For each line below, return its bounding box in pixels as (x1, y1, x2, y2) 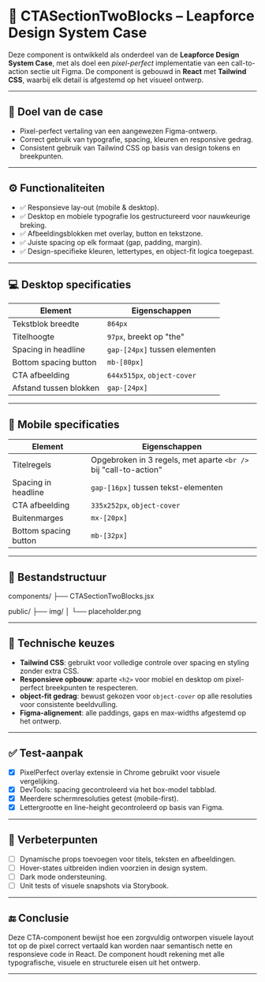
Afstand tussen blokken (12, 382, 100, 393)
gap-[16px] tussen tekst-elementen (90, 482, 223, 493)
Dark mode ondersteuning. (19, 872, 107, 881)
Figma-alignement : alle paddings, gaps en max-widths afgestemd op (19, 708, 247, 717)
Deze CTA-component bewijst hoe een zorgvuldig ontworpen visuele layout (8, 932, 254, 942)
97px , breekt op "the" (106, 331, 185, 342)
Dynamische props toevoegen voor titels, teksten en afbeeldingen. (19, 854, 237, 864)
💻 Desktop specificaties (8, 277, 132, 291)
